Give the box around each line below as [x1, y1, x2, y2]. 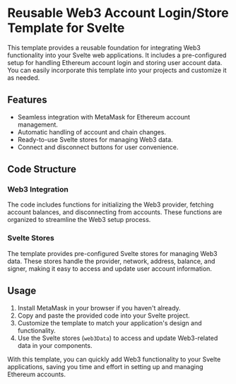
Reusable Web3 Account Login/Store [7, 5, 229, 21]
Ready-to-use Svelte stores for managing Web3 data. [17, 135, 173, 144]
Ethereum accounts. [7, 370, 66, 378]
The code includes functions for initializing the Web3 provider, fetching [7, 200, 214, 209]
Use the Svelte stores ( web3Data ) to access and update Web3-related [17, 334, 218, 342]
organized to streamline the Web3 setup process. [7, 216, 151, 224]
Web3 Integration [7, 185, 69, 194]
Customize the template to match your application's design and [17, 318, 202, 327]
